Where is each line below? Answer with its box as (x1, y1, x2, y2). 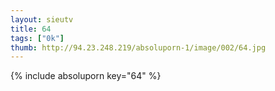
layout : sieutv (10, 14, 74, 25)
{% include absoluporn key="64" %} (10, 70, 162, 82)
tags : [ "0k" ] (10, 33, 65, 43)
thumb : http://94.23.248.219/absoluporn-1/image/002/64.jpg (10, 42, 267, 53)
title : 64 (10, 24, 52, 34)
